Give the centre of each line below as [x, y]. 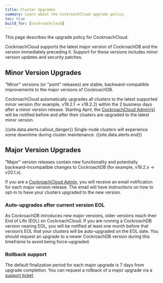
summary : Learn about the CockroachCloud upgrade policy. [65, 14]
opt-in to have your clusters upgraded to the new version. [63, 192]
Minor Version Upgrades [43, 72]
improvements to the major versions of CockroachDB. [59, 90]
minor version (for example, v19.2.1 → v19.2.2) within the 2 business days [79, 104]
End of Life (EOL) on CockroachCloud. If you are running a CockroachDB [78, 221]
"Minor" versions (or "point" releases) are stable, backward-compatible [77, 84]
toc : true [15, 19]
